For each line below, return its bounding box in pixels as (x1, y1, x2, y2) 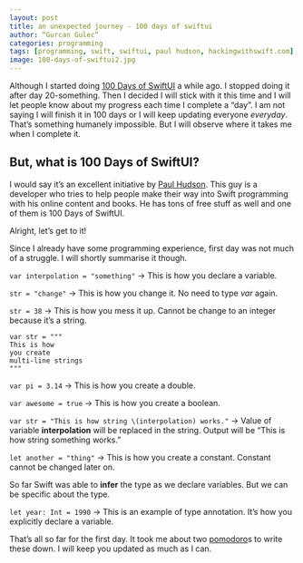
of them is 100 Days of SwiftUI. (9, 208, 125, 218)
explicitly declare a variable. (9, 516, 114, 527)
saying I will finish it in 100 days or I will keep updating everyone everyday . (9, 110, 288, 120)
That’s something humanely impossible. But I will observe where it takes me (9, 119, 292, 130)
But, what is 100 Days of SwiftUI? (9, 155, 200, 170)
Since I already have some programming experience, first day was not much (9, 242, 295, 254)
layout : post (9, 13, 59, 23)
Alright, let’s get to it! (9, 225, 87, 236)
